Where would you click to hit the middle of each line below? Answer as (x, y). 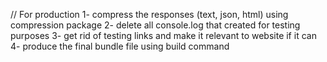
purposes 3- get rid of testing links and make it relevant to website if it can (163, 35)
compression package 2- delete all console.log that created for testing (155, 25)
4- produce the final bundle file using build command (120, 46)
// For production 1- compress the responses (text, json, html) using (149, 14)
